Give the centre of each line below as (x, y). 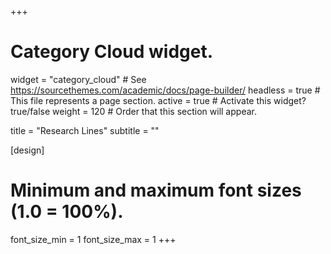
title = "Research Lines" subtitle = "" (85, 130)
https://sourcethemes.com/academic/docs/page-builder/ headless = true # (165, 90)
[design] (27, 150)
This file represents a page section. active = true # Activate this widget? (158, 100)
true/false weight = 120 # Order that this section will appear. (133, 111)
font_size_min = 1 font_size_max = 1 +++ (93, 239)
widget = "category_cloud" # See (78, 79)
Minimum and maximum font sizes (156, 190)
